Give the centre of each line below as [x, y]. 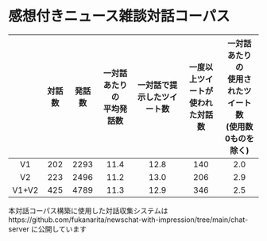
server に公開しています [48, 229]
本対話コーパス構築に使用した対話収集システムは [88, 210]
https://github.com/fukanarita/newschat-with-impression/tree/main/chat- [128, 220]
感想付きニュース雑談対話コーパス [119, 16]
